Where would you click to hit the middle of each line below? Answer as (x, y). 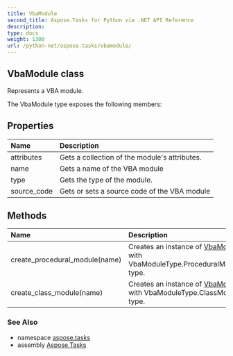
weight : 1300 (26, 40)
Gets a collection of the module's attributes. (131, 157)
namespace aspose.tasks (54, 337)
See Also (23, 322)
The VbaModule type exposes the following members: (85, 104)
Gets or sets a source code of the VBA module (135, 191)
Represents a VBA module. (45, 90)
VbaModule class (46, 74)
